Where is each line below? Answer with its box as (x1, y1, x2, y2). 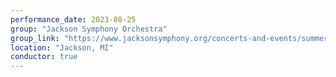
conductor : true (10, 52, 78, 62)
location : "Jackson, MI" (10, 42, 114, 53)
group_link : (10, 33, 60, 43)
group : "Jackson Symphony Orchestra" (10, 24, 168, 34)
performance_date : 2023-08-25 (10, 14, 137, 25)
